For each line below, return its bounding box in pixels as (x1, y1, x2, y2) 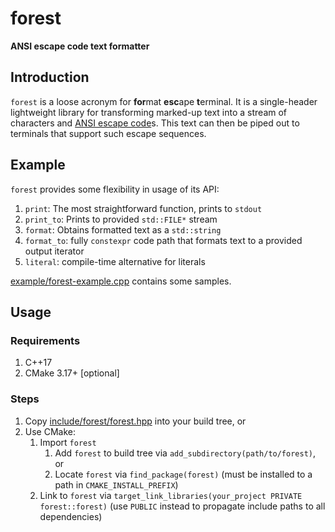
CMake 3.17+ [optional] (24, 367, 120, 379)
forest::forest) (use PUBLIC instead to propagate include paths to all (39, 500, 326, 512)
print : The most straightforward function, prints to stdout (24, 202, 263, 214)
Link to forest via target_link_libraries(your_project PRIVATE (39, 489, 303, 501)
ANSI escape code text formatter (10, 40, 150, 52)
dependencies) (39, 510, 103, 522)
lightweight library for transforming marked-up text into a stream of (10, 106, 288, 118)
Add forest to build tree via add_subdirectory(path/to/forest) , (54, 447, 317, 459)
